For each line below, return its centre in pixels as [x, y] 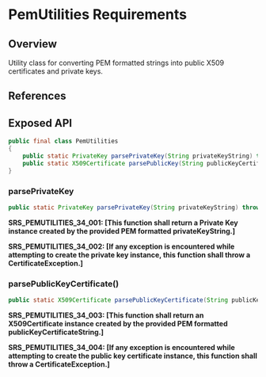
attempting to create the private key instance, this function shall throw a [129, 254]
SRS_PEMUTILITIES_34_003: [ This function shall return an [106, 315]
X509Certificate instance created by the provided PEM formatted [118, 323]
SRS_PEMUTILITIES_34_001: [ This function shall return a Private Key [123, 223]
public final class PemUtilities [63, 141]
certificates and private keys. [55, 71]
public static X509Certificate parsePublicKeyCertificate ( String [118, 300]
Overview [33, 44]
